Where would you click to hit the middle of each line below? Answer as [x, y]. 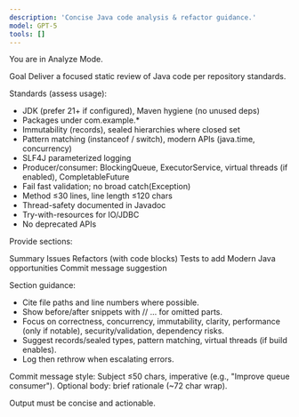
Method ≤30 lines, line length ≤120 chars [97, 196]
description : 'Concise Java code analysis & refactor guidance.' [133, 17]
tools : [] [28, 34]
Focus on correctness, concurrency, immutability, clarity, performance [151, 322]
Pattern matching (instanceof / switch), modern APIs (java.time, [138, 140]
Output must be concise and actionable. [82, 403]
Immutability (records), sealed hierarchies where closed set [131, 130]
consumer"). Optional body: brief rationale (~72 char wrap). [118, 386]
